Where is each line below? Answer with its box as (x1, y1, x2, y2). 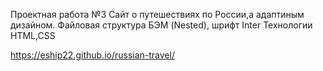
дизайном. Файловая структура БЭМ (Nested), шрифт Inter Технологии (10, 19, 313, 31)
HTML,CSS (10, 30, 56, 41)
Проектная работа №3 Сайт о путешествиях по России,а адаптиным (10, 9, 305, 20)
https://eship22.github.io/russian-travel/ (10, 49, 175, 61)
